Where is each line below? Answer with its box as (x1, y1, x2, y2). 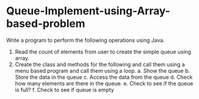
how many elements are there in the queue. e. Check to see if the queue (14, 79, 194, 87)
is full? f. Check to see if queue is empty (14, 86, 114, 93)
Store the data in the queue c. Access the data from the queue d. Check (14, 73, 193, 81)
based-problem (6, 17, 86, 30)
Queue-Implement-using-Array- (6, 4, 171, 18)
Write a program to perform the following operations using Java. (6, 36, 165, 44)
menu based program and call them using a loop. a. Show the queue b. (14, 67, 190, 74)
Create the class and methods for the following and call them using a (14, 61, 185, 68)
